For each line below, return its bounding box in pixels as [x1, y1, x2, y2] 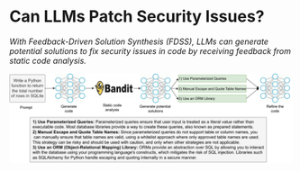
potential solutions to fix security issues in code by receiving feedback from [9, 45, 291, 56]
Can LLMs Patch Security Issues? [9, 6, 265, 27]
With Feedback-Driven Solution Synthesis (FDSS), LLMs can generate [9, 36, 268, 47]
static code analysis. [9, 55, 87, 66]
